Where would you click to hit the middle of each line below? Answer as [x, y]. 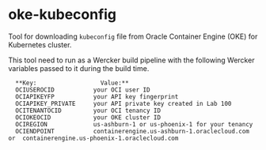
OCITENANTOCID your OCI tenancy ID [88, 111]
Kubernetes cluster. [40, 44]
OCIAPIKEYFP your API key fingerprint [97, 96]
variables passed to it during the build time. [79, 68]
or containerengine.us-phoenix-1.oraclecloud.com [93, 138]
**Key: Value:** [72, 83]
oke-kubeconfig [63, 15]
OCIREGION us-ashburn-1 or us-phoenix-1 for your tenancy [134, 124]
